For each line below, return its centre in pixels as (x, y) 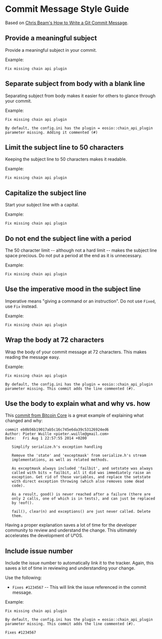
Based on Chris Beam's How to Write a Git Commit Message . (67, 23)
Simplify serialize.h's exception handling (57, 447)
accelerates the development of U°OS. (44, 536)
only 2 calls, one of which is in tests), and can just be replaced (83, 499)
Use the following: (23, 578)
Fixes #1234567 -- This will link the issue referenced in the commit (79, 587)
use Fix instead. (21, 306)
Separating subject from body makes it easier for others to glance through (81, 96)
